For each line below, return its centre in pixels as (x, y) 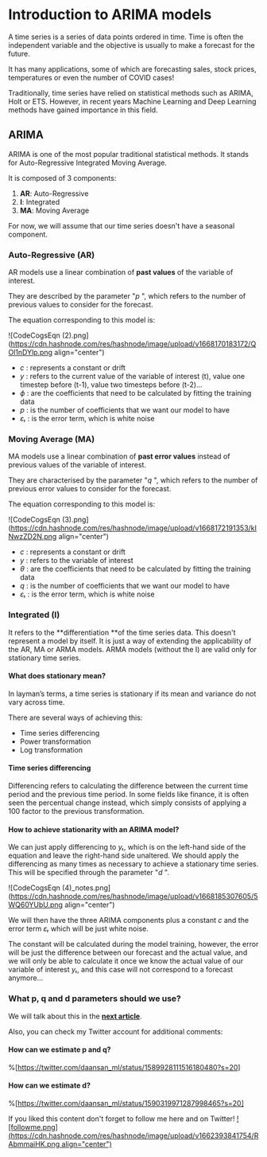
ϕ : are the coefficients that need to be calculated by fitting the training (135, 393)
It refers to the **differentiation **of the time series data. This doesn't (122, 632)
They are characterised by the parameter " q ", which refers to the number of (133, 480)
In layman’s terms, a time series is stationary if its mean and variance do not (132, 694)
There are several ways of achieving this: (75, 717)
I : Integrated (40, 201)
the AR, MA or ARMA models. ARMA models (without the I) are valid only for (132, 649)
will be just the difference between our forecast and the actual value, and (128, 952)
